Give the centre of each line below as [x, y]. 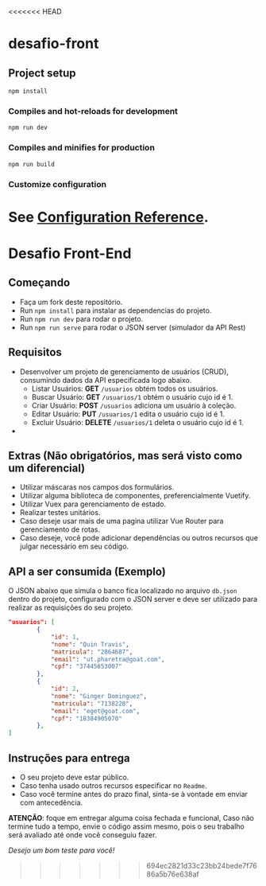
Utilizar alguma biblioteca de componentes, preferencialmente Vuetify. [135, 496]
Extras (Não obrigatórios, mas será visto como [125, 456]
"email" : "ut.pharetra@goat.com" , [108, 659]
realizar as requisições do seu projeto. [71, 607]
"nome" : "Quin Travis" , [90, 644]
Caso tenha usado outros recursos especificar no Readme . [113, 785]
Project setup [42, 73]
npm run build [32, 164]
